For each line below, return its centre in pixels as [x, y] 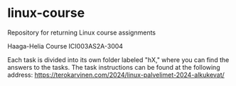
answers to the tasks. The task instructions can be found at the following [114, 67]
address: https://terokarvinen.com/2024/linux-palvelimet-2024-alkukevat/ [116, 75]
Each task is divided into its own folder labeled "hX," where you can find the [118, 60]
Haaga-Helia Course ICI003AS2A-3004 [65, 46]
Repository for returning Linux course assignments [82, 32]
